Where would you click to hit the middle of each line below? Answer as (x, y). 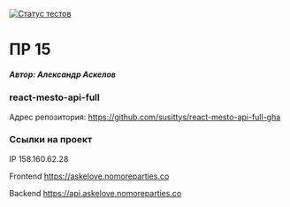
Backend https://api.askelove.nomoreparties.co (95, 193)
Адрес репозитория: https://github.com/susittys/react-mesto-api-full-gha (145, 117)
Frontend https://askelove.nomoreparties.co (89, 176)
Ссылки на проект (51, 140)
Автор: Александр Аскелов (63, 74)
